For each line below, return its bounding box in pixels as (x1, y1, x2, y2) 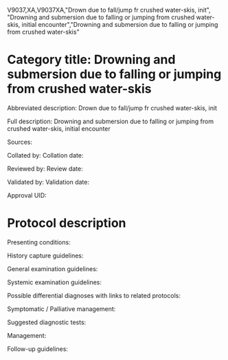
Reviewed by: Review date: (7, 165, 84, 173)
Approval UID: (7, 191, 47, 199)
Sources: (7, 138, 33, 146)
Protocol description (7, 215, 126, 231)
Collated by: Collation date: (7, 151, 84, 159)
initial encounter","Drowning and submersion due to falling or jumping (21, 21, 218, 28)
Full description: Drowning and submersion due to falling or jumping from (7, 117, 214, 125)
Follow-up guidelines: (7, 344, 69, 353)
